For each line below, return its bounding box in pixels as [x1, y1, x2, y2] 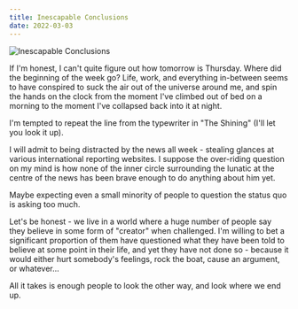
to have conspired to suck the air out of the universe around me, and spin [9, 81, 278, 92]
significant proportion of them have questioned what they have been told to [9, 235, 286, 245]
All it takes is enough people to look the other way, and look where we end [9, 280, 281, 290]
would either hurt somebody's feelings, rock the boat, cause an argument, [9, 253, 280, 264]
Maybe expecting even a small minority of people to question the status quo [9, 189, 287, 200]
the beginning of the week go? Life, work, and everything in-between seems [9, 72, 288, 82]
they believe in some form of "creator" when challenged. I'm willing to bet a [9, 225, 286, 236]
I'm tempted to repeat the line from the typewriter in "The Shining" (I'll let [9, 117, 277, 128]
